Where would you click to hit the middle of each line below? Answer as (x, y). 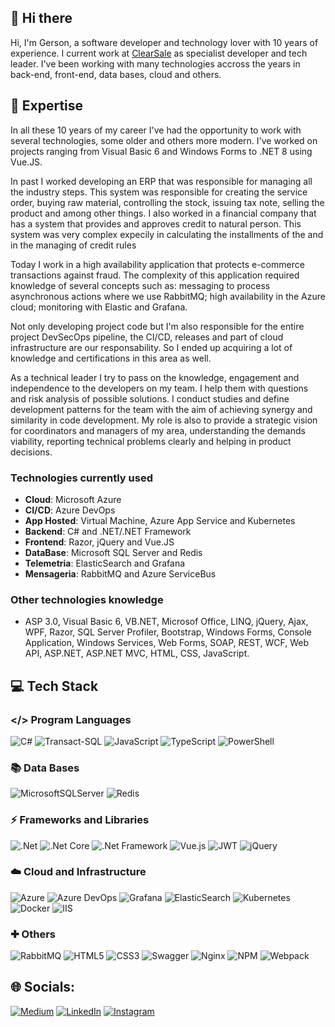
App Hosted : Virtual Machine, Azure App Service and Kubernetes (160, 520)
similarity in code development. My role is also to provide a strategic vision (164, 420)
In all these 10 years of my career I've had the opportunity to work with (156, 130)
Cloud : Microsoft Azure (73, 499)
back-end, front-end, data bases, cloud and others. (116, 74)
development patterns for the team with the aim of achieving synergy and (161, 409)
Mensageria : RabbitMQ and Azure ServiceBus (120, 573)
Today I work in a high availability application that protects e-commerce (157, 264)
